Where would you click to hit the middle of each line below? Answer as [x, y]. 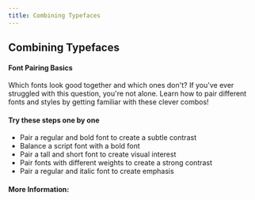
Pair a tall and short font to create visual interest [98, 154]
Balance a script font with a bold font [80, 146]
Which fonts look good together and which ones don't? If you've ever [121, 85]
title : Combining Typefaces [55, 15]
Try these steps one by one [54, 120]
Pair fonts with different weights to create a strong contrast [116, 163]
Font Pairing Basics [40, 67]
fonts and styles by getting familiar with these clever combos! [108, 102]
